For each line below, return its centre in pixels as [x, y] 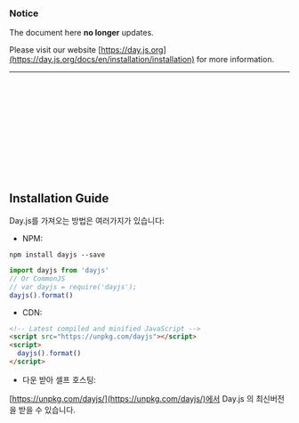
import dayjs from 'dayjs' [59, 271]
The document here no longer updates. [81, 33]
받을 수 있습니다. [47, 410]
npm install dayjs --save [57, 255]
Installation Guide [59, 198]
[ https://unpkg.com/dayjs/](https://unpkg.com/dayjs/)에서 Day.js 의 [132, 398]
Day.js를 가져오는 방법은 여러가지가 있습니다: [87, 221]
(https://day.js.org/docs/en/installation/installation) [102, 60]
